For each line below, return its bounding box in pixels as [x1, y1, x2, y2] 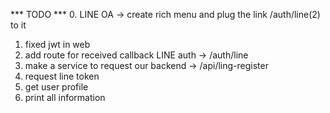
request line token [24, 70, 100, 82]
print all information [24, 92, 106, 103]
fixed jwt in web [24, 39, 91, 50]
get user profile [24, 81, 89, 93]
